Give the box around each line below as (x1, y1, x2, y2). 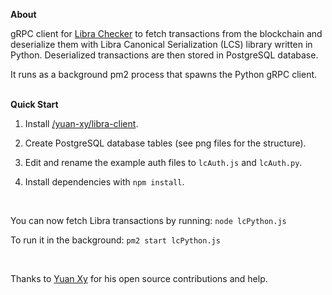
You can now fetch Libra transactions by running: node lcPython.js (10, 215, 287, 226)
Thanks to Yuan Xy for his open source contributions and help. (10, 273, 268, 284)
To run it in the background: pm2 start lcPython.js (10, 234, 221, 246)
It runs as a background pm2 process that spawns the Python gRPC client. (10, 69, 318, 80)
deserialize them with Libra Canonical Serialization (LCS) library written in (10, 39, 313, 50)
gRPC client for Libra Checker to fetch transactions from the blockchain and (10, 28, 323, 39)
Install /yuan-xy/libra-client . (24, 118, 139, 129)
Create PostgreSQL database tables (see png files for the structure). (24, 137, 307, 149)
